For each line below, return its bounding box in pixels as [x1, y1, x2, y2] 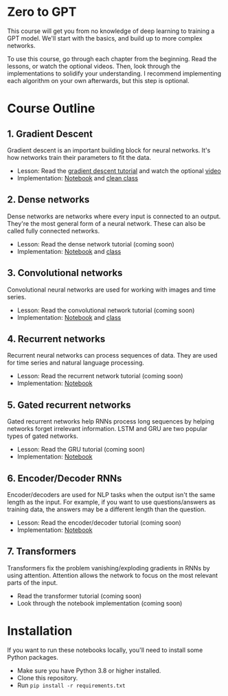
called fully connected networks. [7, 227, 100, 235]
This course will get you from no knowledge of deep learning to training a [7, 27, 215, 35]
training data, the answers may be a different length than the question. [7, 505, 206, 513]
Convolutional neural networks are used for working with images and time [7, 286, 216, 294]
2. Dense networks [7, 194, 90, 206]
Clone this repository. [16, 673, 78, 682]
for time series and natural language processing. [7, 358, 144, 367]
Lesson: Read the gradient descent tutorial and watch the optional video [16, 166, 221, 175]
